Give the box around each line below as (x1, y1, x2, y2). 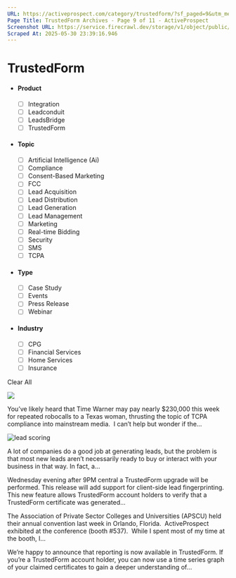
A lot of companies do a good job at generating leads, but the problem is (7, 447, 218, 455)
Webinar (27, 307, 53, 316)
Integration (27, 99, 60, 108)
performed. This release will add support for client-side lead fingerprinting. (7, 483, 225, 491)
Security (27, 235, 53, 244)
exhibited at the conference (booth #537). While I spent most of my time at (7, 527, 225, 535)
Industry (17, 324, 44, 332)
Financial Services (27, 348, 81, 356)
